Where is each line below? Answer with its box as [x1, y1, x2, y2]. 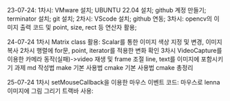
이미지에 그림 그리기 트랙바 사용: [7, 87, 94, 95]
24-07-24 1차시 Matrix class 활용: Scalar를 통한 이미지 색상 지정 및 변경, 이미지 [7, 38, 222, 46]
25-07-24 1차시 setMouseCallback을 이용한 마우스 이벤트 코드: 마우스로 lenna [7, 78, 220, 86]
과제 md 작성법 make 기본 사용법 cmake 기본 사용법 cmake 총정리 [14, 64, 194, 71]
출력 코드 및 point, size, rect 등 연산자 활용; [19, 23, 137, 31]
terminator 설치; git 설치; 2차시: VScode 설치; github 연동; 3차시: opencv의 [7, 14, 212, 23]
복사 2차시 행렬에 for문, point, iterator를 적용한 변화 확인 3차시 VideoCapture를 [7, 47, 222, 54]
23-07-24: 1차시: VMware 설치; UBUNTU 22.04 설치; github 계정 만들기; [7, 6, 207, 14]
